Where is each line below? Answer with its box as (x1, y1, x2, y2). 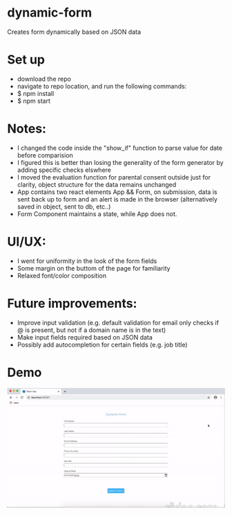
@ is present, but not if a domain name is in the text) (17, 326, 166, 334)
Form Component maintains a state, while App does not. (17, 209, 177, 218)
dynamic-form (7, 5, 93, 21)
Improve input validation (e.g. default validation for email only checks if (17, 318, 220, 327)
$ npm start (17, 97, 50, 105)
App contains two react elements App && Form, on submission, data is (17, 188, 217, 196)
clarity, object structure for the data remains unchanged (17, 180, 177, 188)
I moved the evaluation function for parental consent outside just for (17, 173, 211, 181)
